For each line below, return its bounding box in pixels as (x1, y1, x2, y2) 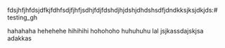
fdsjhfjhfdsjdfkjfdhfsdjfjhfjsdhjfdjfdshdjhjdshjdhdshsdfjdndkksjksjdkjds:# (7, 6, 218, 14)
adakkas (7, 34, 32, 42)
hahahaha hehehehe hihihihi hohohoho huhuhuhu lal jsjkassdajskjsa (7, 27, 204, 35)
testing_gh (7, 13, 38, 22)
